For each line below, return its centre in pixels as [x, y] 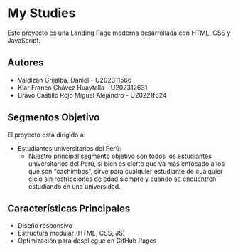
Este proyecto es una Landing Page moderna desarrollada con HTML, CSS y [119, 33]
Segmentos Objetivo [54, 118]
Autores [26, 63]
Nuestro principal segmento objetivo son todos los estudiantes [120, 156]
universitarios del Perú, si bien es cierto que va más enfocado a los [126, 163]
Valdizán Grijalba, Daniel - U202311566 [75, 80]
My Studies [42, 13]
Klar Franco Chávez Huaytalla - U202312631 [82, 88]
